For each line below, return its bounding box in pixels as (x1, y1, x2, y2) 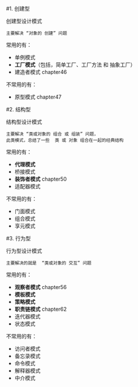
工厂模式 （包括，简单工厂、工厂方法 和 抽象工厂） (14, 61, 136, 68)
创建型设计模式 (6, 18, 42, 25)
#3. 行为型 (6, 235, 31, 242)
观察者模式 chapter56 (14, 284, 67, 290)
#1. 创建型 (6, 5, 30, 12)
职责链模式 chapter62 (14, 305, 67, 313)
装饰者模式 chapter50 (14, 175, 67, 182)
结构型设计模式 (6, 118, 42, 125)
